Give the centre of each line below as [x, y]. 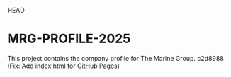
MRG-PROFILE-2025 [69, 39]
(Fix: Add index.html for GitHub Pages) [64, 66]
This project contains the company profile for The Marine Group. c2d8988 [116, 58]
